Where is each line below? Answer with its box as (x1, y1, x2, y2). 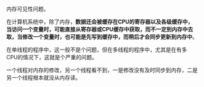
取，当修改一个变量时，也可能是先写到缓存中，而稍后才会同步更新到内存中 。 (6, 33, 198, 40)
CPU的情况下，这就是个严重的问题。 (6, 54, 98, 60)
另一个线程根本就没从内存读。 (6, 74, 81, 81)
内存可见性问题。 (6, 5, 49, 12)
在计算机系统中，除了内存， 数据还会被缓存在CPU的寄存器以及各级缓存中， (6, 18, 193, 25)
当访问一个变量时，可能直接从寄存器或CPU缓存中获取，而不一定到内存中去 (6, 26, 193, 33)
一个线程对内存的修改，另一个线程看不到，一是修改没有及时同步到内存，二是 (6, 66, 198, 74)
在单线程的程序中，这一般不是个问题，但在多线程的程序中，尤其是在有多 (6, 46, 187, 53)
